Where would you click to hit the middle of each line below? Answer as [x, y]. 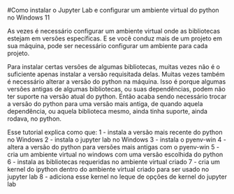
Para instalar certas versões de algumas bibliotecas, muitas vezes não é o [114, 67]
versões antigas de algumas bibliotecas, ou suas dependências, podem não [116, 89]
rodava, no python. [34, 119]
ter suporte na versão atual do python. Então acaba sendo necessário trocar [117, 96]
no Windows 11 [29, 17]
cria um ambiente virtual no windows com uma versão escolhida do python [115, 154]
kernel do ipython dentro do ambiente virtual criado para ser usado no [108, 169]
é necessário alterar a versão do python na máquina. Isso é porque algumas [117, 82]
